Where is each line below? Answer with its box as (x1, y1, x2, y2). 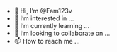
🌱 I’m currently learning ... (13, 22, 90, 30)
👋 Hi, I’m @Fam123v (13, 7, 72, 15)
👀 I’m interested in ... (13, 14, 74, 22)
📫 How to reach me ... (13, 37, 80, 45)
